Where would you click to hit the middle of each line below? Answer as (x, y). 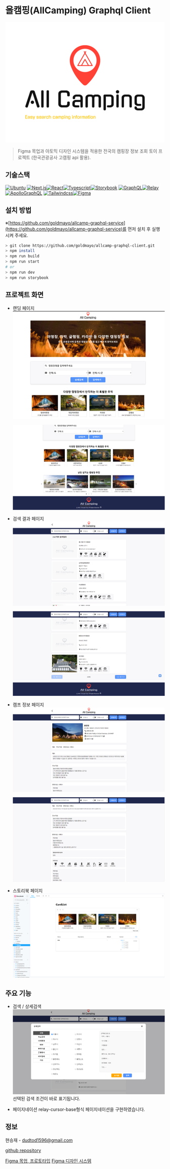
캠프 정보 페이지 (28, 705)
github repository (23, 1150)
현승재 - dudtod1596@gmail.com (39, 1140)
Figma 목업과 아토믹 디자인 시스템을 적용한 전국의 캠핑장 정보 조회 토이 (88, 151)
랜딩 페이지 (24, 308)
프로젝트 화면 (25, 295)
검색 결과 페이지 (28, 518)
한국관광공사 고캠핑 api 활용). (62, 157)
